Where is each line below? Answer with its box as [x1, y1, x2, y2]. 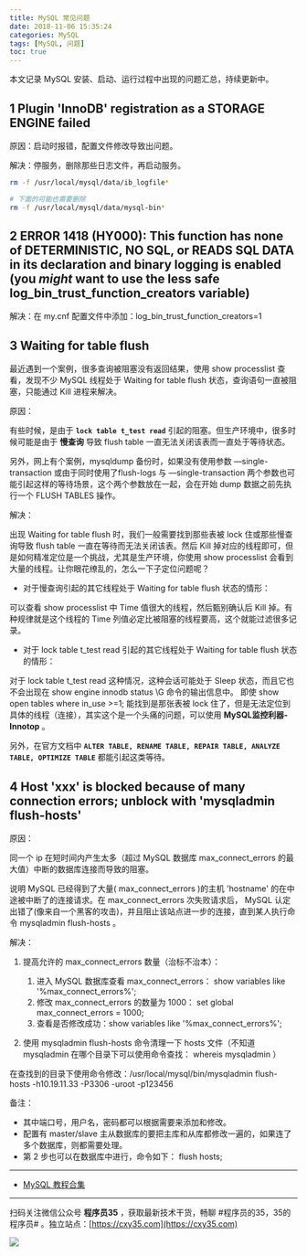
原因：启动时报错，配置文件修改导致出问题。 [9, 140, 178, 151]
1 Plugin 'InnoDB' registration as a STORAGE [9, 101, 265, 116]
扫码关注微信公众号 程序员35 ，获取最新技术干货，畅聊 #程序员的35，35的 [9, 1208, 291, 1218]
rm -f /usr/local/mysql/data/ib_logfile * [9, 177, 170, 187]
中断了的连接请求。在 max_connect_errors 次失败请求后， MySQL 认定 [25, 895, 291, 905]
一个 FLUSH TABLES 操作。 [16, 490, 121, 501]
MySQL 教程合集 [22, 1179, 85, 1189]
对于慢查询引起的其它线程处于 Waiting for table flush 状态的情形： [22, 582, 271, 594]
